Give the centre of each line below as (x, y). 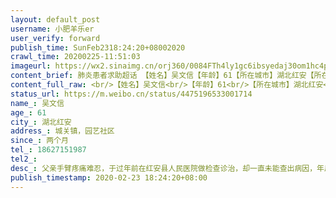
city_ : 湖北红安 (41, 122)
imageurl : (31, 66)
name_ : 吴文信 (37, 103)
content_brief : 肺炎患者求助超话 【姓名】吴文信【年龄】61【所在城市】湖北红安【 (162, 76)
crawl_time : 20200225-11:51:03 (75, 57)
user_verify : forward (55, 38)
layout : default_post (55, 19)
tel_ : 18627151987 (48, 150)
